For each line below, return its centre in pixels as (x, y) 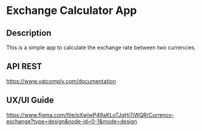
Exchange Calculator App (72, 11)
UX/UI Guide (30, 100)
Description (29, 33)
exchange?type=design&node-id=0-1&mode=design (72, 121)
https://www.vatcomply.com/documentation (61, 81)
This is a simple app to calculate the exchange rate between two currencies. (101, 47)
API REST (24, 66)
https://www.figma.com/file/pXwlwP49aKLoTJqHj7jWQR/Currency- (90, 115)
